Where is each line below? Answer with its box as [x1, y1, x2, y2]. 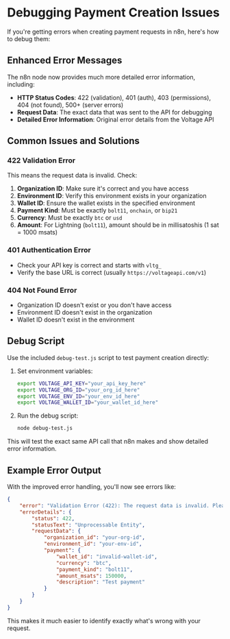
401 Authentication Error [7, 245, 91, 255]
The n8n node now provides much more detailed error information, [7, 73, 196, 81]
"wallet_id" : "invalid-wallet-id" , [55, 553, 157, 560]
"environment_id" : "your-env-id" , [43, 540, 142, 548]
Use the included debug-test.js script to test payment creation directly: [7, 353, 209, 361]
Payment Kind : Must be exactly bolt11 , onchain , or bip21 [16, 206, 178, 215]
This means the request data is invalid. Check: [7, 171, 138, 180]
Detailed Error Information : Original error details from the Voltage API [16, 115, 214, 123]
